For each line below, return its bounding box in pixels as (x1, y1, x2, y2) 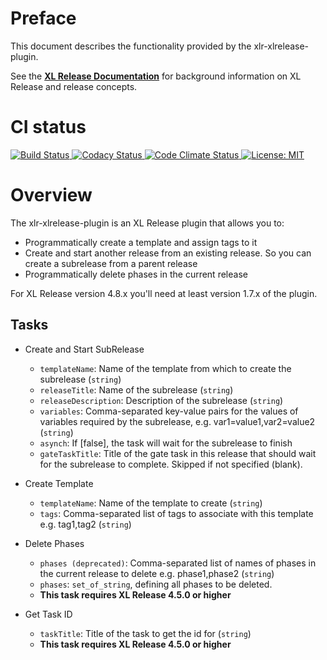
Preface (10, 7, 77, 30)
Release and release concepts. (10, 80, 138, 92)
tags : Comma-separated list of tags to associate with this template (39, 507, 314, 519)
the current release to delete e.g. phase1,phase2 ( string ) (39, 567, 275, 579)
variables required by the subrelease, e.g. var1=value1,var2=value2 (39, 415, 316, 427)
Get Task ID (24, 608, 73, 620)
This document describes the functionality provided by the (10, 40, 252, 52)
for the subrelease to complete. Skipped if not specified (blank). (39, 458, 303, 470)
